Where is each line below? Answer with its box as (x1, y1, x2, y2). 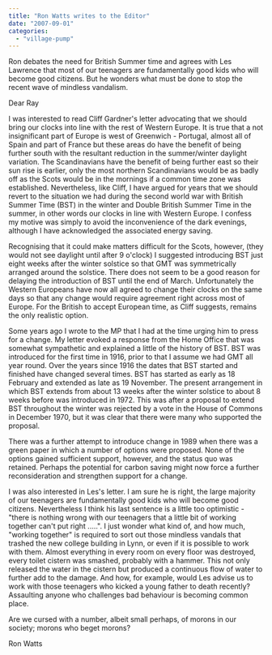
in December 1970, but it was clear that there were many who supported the (8, 413, 261, 422)
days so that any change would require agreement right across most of (8, 293, 245, 303)
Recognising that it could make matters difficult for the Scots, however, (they (8, 242, 264, 251)
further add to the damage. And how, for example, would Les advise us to (8, 573, 253, 583)
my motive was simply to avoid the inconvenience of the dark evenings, (8, 217, 247, 227)
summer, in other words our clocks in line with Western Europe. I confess (8, 208, 253, 219)
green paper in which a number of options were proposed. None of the (8, 445, 245, 455)
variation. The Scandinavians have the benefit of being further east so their (8, 157, 259, 167)
